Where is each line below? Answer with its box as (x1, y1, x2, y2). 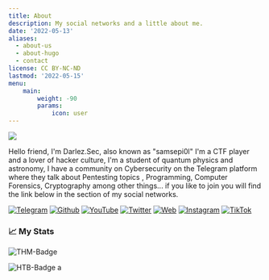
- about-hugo (15, 49, 60, 57)
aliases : (8, 34, 38, 43)
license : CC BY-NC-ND (8, 65, 81, 73)
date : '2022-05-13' (8, 27, 74, 35)
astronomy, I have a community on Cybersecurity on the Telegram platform (8, 164, 258, 173)
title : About (8, 11, 52, 20)
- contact (15, 57, 48, 65)
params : (37, 102, 63, 110)
